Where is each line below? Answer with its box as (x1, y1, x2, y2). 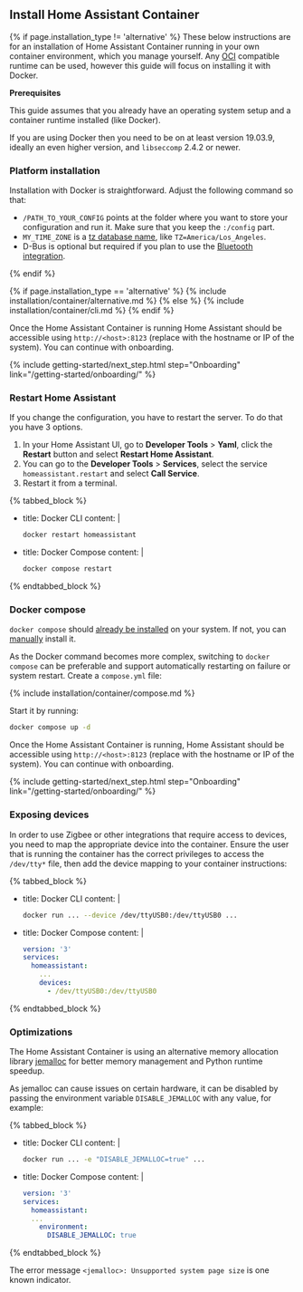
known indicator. (9, 1275, 71, 1286)
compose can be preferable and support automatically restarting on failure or (9, 660, 291, 671)
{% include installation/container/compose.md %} (9, 688, 196, 699)
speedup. (9, 1065, 45, 1076)
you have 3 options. (9, 421, 83, 433)
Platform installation (9, 164, 101, 177)
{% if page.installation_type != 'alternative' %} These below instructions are (9, 31, 291, 42)
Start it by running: (9, 706, 79, 717)
